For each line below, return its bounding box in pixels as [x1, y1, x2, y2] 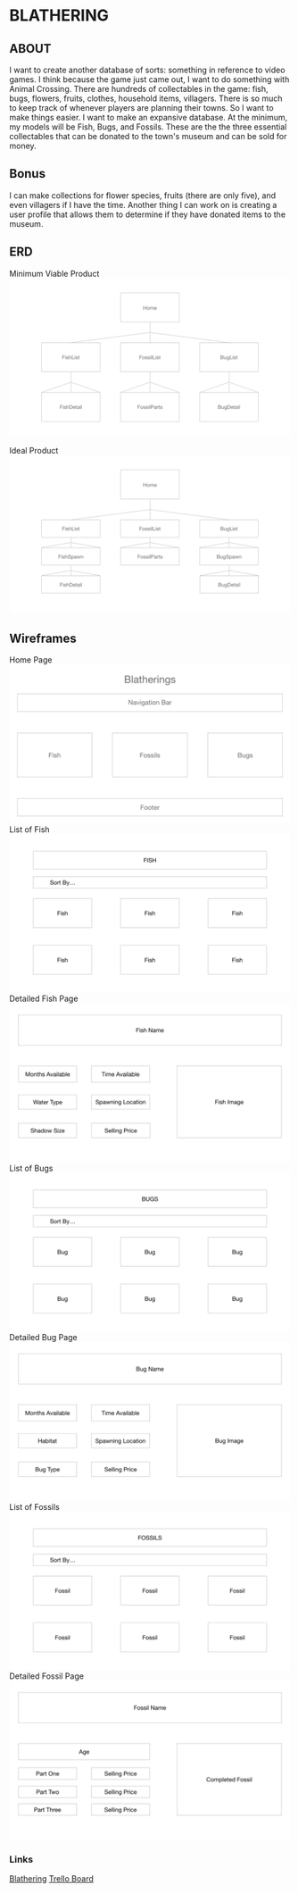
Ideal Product [9, 446, 59, 456]
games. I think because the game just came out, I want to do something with [9, 74, 290, 85]
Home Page [9, 655, 53, 665]
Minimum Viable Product [9, 268, 100, 279]
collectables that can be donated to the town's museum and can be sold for [9, 131, 287, 141]
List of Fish [9, 823, 51, 835]
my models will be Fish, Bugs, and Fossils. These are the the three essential [9, 121, 287, 132]
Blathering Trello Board [9, 1873, 94, 1884]
